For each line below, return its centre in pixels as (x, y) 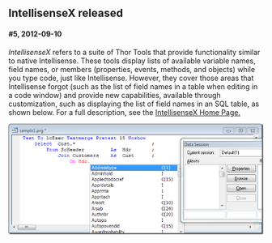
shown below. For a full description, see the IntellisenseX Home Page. (125, 112)
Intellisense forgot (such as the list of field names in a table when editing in (133, 86)
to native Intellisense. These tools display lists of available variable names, (132, 61)
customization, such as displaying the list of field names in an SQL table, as (134, 104)
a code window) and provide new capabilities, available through (115, 95)
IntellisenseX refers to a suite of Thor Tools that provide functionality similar (134, 52)
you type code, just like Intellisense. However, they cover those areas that (131, 78)
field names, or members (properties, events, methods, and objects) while (132, 69)
